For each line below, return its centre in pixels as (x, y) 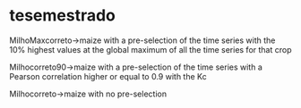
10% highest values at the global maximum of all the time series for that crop (150, 49)
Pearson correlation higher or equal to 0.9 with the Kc (108, 76)
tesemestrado (63, 16)
